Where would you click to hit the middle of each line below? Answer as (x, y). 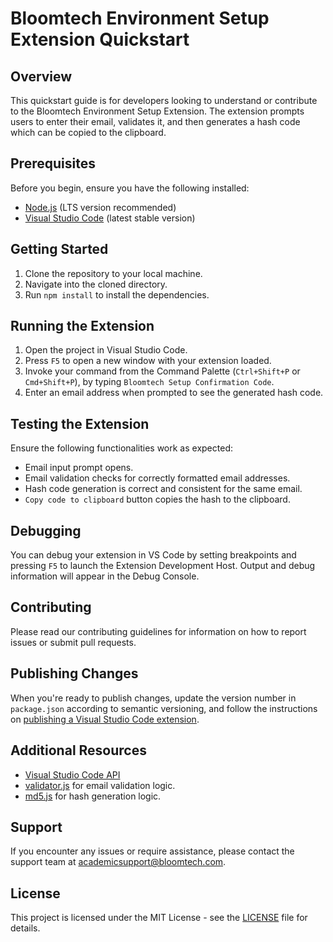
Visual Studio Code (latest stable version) (110, 218)
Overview (41, 76)
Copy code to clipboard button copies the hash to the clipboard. (157, 499)
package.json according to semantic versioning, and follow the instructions (164, 708)
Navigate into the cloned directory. (96, 284)
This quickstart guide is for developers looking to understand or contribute (164, 100)
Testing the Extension (80, 423)
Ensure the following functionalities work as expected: (121, 448)
